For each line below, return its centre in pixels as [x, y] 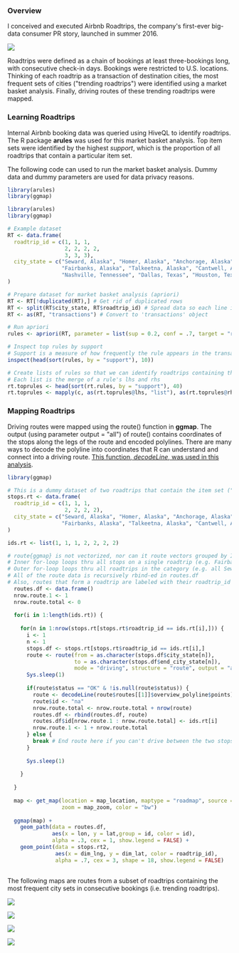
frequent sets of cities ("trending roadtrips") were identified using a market [117, 83]
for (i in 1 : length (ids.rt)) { [58, 615]
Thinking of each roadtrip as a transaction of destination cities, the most [113, 76]
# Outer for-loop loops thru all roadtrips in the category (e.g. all [114, 569]
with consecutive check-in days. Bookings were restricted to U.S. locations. [118, 68]
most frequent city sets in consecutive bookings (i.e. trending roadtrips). [113, 888]
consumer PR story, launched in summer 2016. [90, 33]
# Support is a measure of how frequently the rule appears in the [110, 354]
